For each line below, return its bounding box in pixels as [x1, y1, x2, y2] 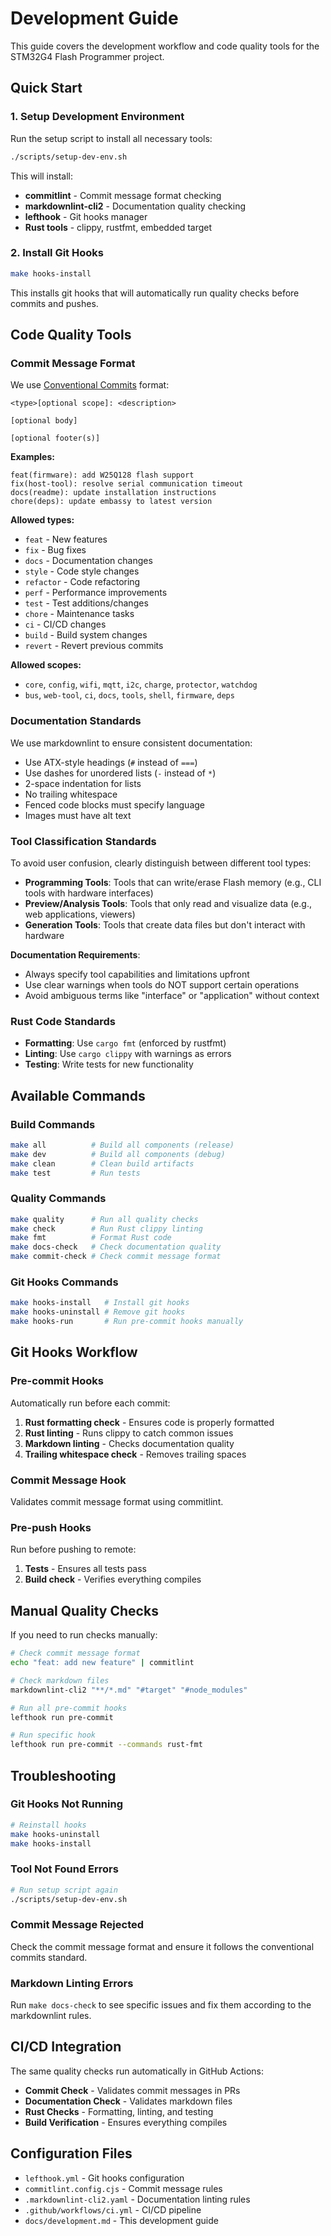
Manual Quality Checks [10, 1602, 159, 1619]
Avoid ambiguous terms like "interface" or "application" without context [24, 989, 320, 1001]
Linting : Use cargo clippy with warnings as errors [24, 1048, 232, 1060]
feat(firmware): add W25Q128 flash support [10, 470, 195, 481]
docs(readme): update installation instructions [10, 488, 217, 498]
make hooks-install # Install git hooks [10, 1298, 190, 1308]
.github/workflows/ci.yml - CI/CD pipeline [24, 2203, 202, 2216]
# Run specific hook [10, 1730, 97, 1741]
